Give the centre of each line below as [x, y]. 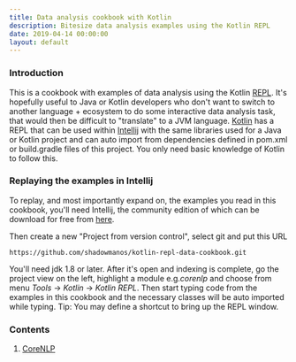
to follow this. [34, 158]
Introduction [36, 73]
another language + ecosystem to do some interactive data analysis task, [142, 111]
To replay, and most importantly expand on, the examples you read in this [143, 200]
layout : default [39, 42]
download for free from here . [62, 219]
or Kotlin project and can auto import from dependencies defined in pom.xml [148, 139]
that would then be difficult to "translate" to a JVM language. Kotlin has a [142, 120]
